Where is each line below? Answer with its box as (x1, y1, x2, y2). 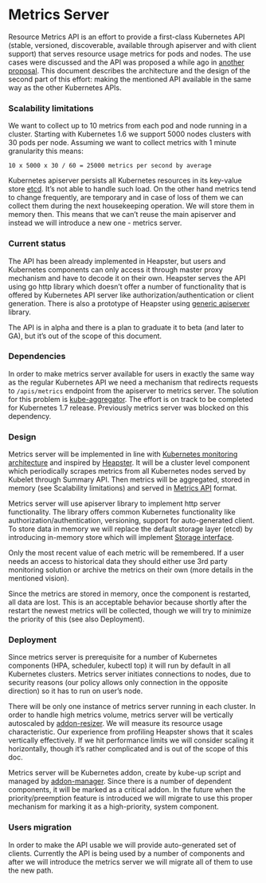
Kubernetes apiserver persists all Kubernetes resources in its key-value (8, 175, 243, 185)
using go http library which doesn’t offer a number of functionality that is (8, 282, 247, 291)
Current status (8, 238, 66, 249)
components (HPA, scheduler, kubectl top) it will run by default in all (8, 660, 231, 671)
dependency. (8, 411, 52, 420)
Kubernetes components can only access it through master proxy (8, 265, 223, 274)
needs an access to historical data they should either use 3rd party (8, 557, 229, 566)
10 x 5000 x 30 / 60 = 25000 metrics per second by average (8, 162, 213, 170)
